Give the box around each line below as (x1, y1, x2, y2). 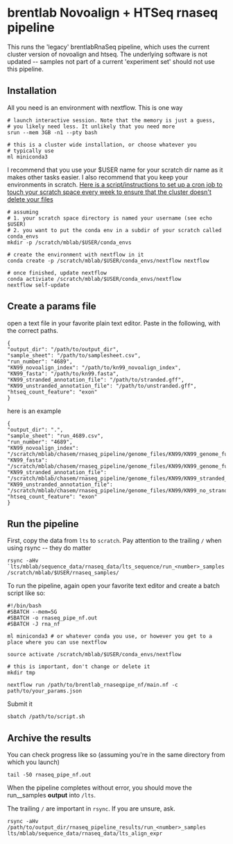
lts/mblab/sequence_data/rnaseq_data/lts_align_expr (7, 830, 163, 837)
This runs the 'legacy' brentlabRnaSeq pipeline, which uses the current (7, 42, 210, 51)
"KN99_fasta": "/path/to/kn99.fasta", (7, 370, 119, 377)
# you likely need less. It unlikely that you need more (7, 123, 175, 130)
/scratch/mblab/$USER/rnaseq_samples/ (7, 569, 119, 576)
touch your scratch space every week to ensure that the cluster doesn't (7, 188, 212, 196)
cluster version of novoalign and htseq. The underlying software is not (7, 50, 208, 58)
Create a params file (7, 300, 97, 312)
